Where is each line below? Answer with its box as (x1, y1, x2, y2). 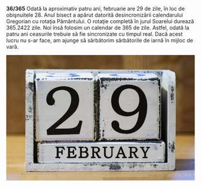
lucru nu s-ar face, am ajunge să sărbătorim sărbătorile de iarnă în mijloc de (6, 37, 193, 44)
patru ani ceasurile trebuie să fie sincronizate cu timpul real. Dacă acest (6, 30, 183, 38)
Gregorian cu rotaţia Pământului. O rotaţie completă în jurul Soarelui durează (6, 18, 194, 24)
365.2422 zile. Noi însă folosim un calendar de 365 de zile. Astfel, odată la (6, 24, 190, 31)
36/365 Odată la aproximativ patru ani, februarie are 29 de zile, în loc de (6, 5, 185, 12)
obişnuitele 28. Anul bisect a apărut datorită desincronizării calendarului (6, 11, 184, 19)
